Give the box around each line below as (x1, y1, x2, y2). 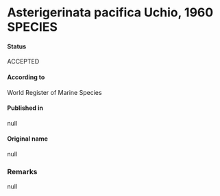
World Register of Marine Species (7, 88, 102, 96)
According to (7, 73, 45, 81)
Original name (7, 135, 48, 143)
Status (7, 42, 27, 51)
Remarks (7, 167, 38, 176)
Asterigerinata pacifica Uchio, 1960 (7, 5, 214, 20)
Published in (7, 104, 43, 112)
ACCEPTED (7, 57, 40, 66)
